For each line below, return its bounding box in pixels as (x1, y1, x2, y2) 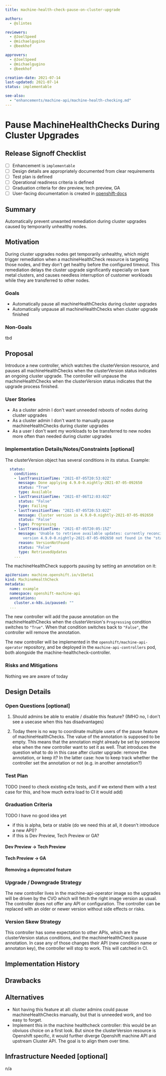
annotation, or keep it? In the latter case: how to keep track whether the (12, 755, 158, 761)
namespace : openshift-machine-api (9, 591, 81, 596)
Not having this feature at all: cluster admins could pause (12, 1006, 128, 1012)
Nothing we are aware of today (5, 673, 68, 679)
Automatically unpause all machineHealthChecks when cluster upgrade (12, 306, 158, 312)
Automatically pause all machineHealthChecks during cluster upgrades (12, 301, 157, 307)
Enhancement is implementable (12, 162, 76, 168)
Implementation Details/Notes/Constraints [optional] (5, 446, 135, 453)
